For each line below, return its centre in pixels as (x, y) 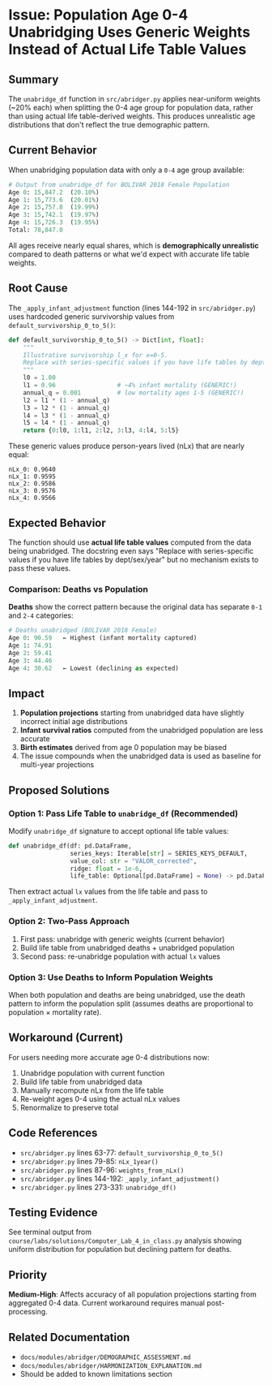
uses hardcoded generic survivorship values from (91, 316)
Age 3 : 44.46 (30, 660)
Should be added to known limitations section (96, 1374)
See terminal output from (50, 1232)
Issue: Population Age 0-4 (98, 15)
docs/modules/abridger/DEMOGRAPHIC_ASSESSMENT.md (106, 1357)
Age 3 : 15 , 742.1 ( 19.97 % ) (54, 215)
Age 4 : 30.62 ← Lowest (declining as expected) (94, 668)
